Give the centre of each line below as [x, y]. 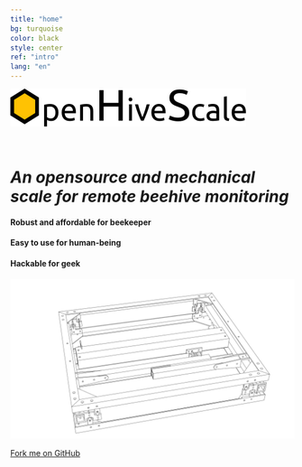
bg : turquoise [37, 28]
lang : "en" [31, 67]
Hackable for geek [45, 263]
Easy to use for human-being [66, 243]
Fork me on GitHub [45, 453]
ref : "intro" [35, 57]
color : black [35, 38]
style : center [37, 48]
